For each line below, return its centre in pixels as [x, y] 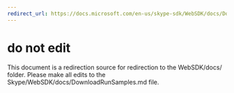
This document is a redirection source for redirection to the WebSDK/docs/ [115, 67]
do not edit [39, 48]
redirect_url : [28, 14]
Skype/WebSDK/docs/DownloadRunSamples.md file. [83, 82]
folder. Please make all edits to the [56, 74]
